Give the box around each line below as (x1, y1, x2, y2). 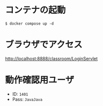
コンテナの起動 (5, 4, 66, 16)
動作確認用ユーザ (5, 74, 74, 86)
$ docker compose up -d (5, 21, 54, 26)
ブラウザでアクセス (5, 39, 83, 50)
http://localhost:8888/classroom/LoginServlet (5, 55, 98, 62)
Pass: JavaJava (12, 96, 43, 102)
